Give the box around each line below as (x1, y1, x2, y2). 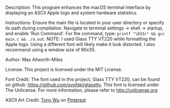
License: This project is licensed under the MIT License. (5, 66, 123, 72)
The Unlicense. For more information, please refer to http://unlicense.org (5, 87, 158, 93)
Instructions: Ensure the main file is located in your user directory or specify (5, 20, 164, 25)
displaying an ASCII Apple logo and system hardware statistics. (5, 10, 138, 16)
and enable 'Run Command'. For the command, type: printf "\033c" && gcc (5, 31, 165, 36)
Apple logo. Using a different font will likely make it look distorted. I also (5, 41, 155, 47)
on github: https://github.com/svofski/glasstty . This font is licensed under (5, 82, 159, 88)
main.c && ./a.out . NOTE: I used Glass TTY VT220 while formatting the (5, 36, 156, 42)
